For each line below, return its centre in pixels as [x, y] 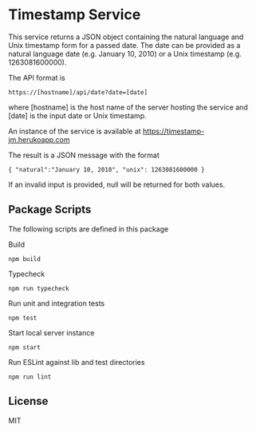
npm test [23, 318]
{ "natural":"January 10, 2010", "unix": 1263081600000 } [106, 169]
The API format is [37, 77]
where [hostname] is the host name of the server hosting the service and [128, 107]
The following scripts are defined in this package [89, 228]
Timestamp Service [75, 15]
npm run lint [30, 377]
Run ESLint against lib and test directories [77, 362]
